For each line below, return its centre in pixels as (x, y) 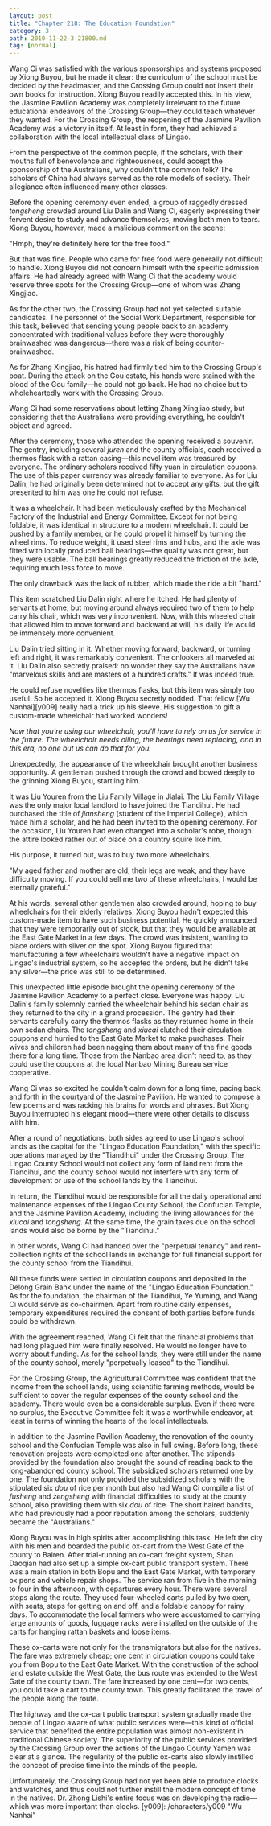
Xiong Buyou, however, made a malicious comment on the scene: (117, 228)
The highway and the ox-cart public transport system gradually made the (130, 1714)
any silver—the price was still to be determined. (88, 972)
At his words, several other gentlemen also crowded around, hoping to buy (133, 903)
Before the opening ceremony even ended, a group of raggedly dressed (128, 203)
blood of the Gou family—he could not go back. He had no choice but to (128, 385)
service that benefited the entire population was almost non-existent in (126, 1731)
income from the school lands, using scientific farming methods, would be (132, 1387)
